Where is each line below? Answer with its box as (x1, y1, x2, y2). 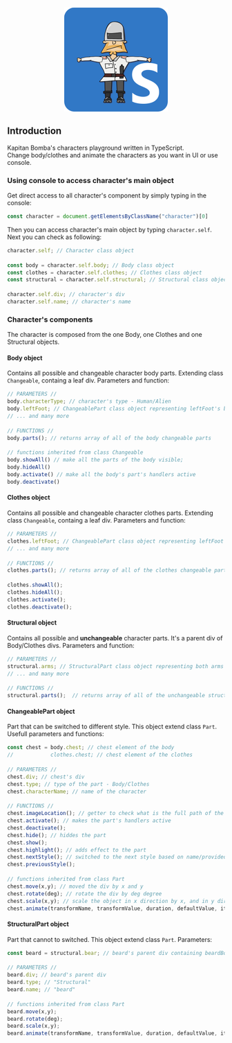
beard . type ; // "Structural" (7, 979, 91, 986)
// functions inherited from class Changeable (7, 449, 144, 456)
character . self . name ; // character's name (7, 299, 131, 306)
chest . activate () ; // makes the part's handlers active (7, 817, 171, 825)
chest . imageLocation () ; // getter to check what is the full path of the (7, 810, 224, 817)
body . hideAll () (7, 464, 51, 471)
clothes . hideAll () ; (7, 589, 64, 596)
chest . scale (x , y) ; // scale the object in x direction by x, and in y (7, 897, 215, 904)
